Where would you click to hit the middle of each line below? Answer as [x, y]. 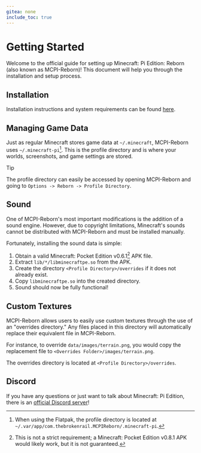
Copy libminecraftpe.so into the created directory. [77, 281]
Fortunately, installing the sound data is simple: [64, 243]
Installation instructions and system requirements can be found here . [91, 109]
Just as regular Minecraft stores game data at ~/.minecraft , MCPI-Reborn [98, 143]
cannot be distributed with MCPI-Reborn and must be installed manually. [96, 231]
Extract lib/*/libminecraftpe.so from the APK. [73, 262]
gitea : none [21, 12]
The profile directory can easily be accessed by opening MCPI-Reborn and [99, 179]
